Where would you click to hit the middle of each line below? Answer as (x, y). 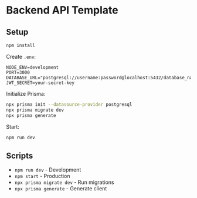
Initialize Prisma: (26, 93)
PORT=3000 (18, 72)
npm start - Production (42, 176)
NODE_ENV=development (33, 67)
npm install (21, 45)
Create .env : (21, 56)
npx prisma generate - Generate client (61, 189)
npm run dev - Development (48, 170)
